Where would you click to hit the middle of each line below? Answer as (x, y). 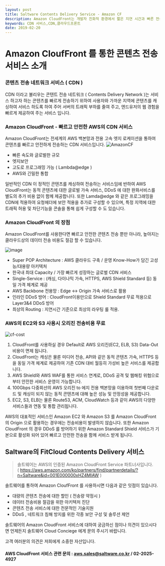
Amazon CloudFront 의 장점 (38, 222)
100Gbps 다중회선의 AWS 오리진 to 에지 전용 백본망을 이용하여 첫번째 (79, 387)
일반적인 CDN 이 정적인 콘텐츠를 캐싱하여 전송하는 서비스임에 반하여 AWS (76, 184)
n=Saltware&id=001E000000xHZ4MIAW (58, 476)
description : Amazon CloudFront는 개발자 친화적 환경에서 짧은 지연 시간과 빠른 (79, 19)
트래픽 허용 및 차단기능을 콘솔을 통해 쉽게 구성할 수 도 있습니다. (65, 208)
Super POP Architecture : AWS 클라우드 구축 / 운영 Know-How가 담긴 (81, 260)
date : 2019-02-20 (23, 28)
